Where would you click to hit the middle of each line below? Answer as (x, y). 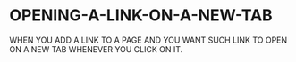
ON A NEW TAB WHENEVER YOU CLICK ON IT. (96, 49)
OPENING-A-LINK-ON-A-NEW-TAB (141, 15)
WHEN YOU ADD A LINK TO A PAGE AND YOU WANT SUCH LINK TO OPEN (148, 40)
